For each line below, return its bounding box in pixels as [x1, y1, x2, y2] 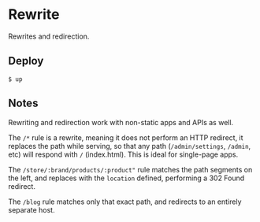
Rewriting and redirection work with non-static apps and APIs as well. [8, 117, 234, 127]
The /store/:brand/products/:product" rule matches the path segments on [8, 165, 253, 174]
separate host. [8, 205, 55, 214]
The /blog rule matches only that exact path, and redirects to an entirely [8, 197, 242, 206]
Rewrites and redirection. [8, 31, 90, 41]
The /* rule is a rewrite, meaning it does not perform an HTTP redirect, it [8, 132, 243, 142]
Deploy [8, 54, 44, 68]
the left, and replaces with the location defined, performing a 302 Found [8, 173, 245, 183]
